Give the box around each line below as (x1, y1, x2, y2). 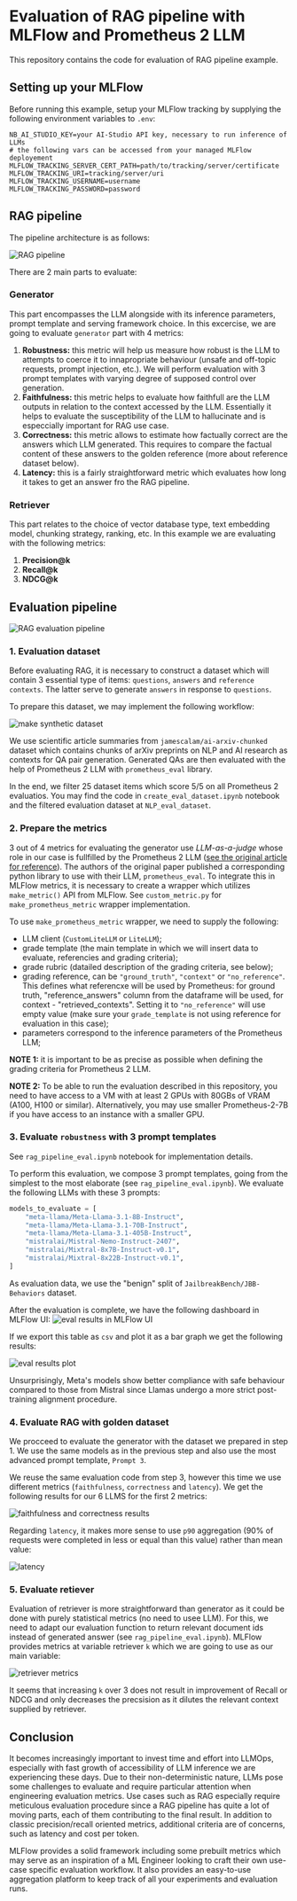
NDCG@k (21, 574, 59, 584)
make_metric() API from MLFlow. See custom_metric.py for (9, 889, 223, 900)
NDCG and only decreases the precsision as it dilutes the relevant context (9, 1694, 279, 1705)
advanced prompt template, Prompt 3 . (9, 1455, 147, 1466)
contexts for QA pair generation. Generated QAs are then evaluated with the (9, 755, 286, 765)
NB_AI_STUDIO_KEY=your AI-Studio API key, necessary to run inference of (9, 130, 288, 139)
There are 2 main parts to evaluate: (9, 266, 137, 277)
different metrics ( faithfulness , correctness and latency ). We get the (9, 1482, 263, 1492)
